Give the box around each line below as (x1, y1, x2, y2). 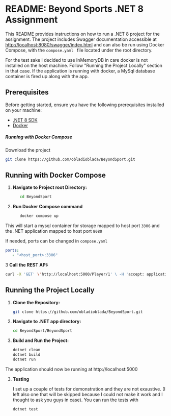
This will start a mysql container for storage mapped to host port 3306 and (5, 223, 160, 229)
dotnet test (12, 406, 38, 411)
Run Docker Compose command (12, 204, 83, 210)
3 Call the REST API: (5, 261, 49, 268)
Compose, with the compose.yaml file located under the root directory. (5, 47, 153, 53)
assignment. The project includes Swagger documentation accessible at (5, 36, 157, 42)
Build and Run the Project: (12, 337, 69, 344)
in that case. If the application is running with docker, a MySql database (5, 67, 155, 74)
